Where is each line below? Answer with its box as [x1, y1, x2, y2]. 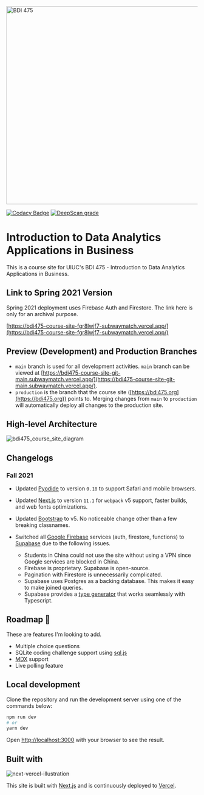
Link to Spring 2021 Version [6, 288, 113, 298]
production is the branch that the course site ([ [15, 388, 132, 395]
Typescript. [24, 597, 53, 604]
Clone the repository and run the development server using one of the [6, 696, 182, 703]
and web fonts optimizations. [15, 503, 88, 511]
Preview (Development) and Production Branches [6, 347, 197, 357]
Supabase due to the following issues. [15, 540, 111, 547]
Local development [6, 679, 81, 690]
